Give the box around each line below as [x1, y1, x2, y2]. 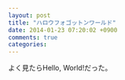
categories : [8, 41, 47, 49]
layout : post [8, 11, 51, 20]
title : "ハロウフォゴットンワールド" [8, 19, 116, 27]
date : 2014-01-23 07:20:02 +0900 [8, 26, 118, 34]
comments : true [8, 33, 58, 42]
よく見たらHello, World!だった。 [8, 64, 112, 73]
